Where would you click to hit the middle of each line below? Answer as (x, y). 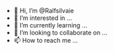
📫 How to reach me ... (46, 40)
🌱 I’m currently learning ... (50, 25)
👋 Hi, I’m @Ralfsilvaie (44, 11)
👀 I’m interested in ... (43, 18)
